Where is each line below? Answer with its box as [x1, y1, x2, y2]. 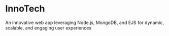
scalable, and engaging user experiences [5, 24, 92, 30]
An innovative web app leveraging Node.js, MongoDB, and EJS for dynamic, [5, 19, 164, 25]
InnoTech [5, 3, 45, 14]
